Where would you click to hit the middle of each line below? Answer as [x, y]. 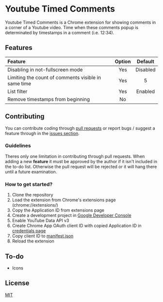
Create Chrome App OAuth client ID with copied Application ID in [77, 226]
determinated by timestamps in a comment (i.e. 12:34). [60, 32]
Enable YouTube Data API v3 [41, 221]
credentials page [29, 231]
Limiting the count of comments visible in [54, 77]
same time [19, 83]
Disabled [146, 70]
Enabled [146, 91]
